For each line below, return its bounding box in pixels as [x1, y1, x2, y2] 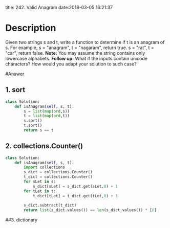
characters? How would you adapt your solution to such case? [5, 61, 137, 67]
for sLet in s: [24, 179, 56, 185]
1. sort [5, 85, 26, 94]
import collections [24, 165, 66, 170]
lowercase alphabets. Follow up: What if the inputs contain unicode [5, 55, 147, 61]
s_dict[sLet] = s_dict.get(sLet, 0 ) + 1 [32, 184, 118, 189]
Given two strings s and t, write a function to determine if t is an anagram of [5, 39, 165, 45]
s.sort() [24, 118, 42, 123]
